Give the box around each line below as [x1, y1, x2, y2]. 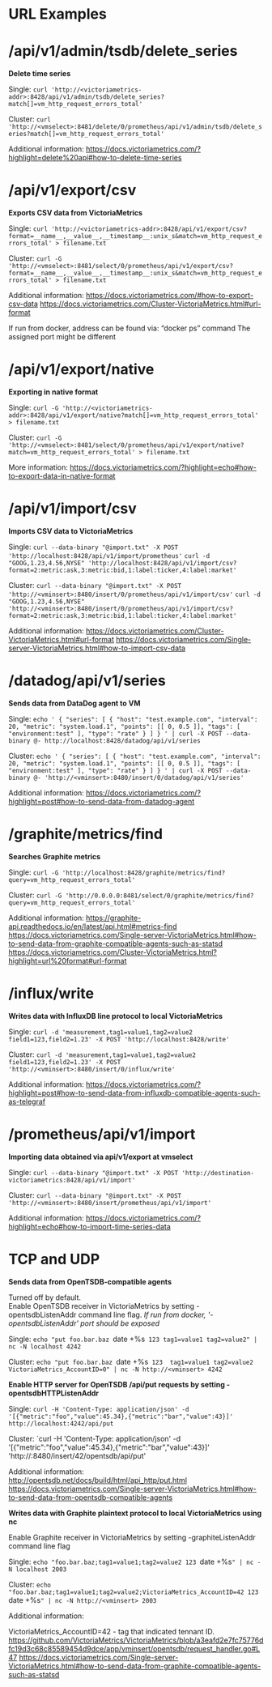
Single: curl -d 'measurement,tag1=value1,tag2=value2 [8, 1026, 193, 1037]
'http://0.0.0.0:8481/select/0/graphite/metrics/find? [65, 892, 254, 900]
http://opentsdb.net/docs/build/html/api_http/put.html [8, 1475, 188, 1485]
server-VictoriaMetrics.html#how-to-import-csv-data [8, 643, 186, 653]
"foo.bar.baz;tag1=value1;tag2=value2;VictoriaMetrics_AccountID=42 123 [8, 1588, 259, 1596]
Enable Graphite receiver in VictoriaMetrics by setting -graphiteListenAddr [8, 1532, 256, 1542]
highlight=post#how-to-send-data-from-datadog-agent [8, 796, 195, 806]
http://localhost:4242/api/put [8, 1419, 114, 1428]
